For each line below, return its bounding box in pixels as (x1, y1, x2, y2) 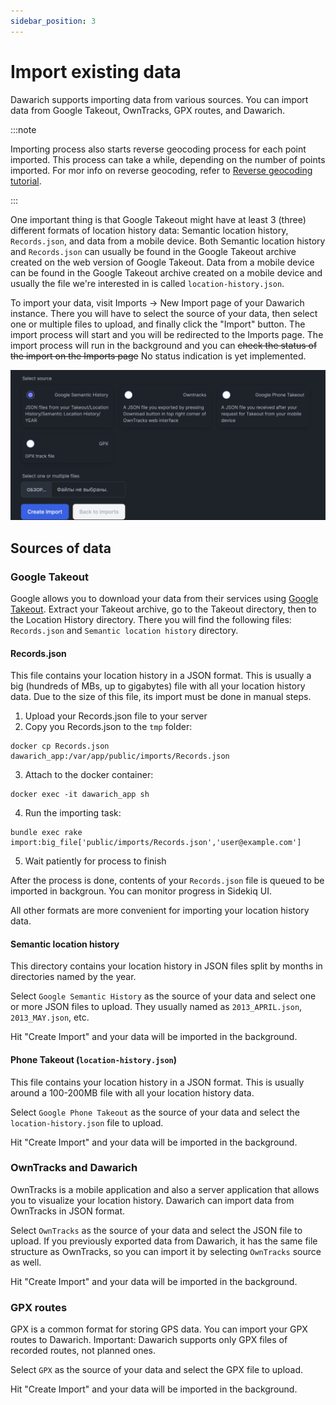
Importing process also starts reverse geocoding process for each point (10, 143, 307, 155)
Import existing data (10, 60, 182, 83)
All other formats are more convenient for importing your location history (10, 905, 310, 917)
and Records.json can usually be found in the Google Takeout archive (10, 245, 297, 257)
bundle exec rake (10, 828, 83, 838)
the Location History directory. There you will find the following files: (10, 613, 292, 625)
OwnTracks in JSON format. (10, 1205, 126, 1217)
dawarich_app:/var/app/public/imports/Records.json (10, 751, 230, 762)
